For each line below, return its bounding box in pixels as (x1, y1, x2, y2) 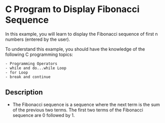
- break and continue (5, 74, 51, 79)
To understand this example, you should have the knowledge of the (5, 46, 145, 52)
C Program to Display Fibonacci (5, 4, 140, 15)
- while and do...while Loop (5, 66, 67, 71)
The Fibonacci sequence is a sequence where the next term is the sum (12, 101, 160, 107)
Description (5, 88, 43, 97)
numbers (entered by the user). (5, 36, 71, 42)
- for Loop (5, 70, 28, 75)
